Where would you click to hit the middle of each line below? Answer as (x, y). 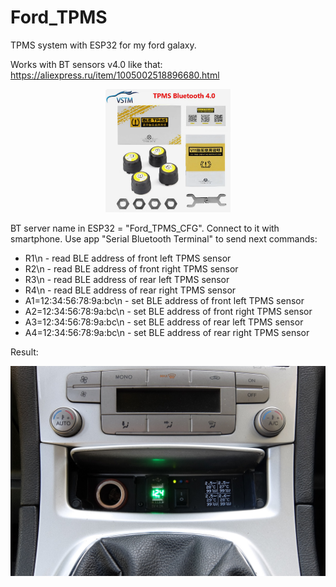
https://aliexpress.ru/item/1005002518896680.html (115, 75)
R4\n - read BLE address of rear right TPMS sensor (130, 290)
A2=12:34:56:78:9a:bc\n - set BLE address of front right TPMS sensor (168, 312)
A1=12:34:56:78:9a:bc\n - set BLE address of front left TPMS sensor (164, 301)
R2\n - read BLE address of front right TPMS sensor (131, 269)
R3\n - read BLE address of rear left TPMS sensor (127, 280)
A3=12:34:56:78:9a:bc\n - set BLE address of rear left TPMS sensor (164, 322)
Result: (24, 352)
